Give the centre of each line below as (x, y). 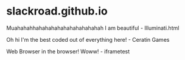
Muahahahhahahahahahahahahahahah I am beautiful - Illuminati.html (93, 28)
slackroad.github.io (57, 11)
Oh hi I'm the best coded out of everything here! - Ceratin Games (88, 39)
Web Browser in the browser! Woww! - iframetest (68, 51)
